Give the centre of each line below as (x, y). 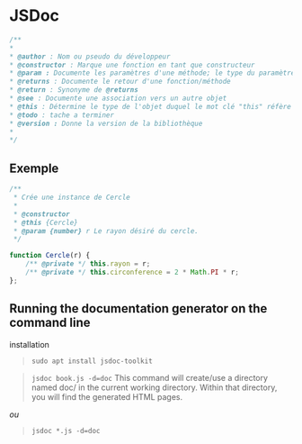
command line (50, 323)
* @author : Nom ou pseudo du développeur (90, 56)
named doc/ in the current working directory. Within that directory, (154, 387)
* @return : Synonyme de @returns (74, 90)
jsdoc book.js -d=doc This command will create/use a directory (149, 377)
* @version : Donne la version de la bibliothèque (106, 123)
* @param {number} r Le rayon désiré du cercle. (106, 231)
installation (29, 344)
